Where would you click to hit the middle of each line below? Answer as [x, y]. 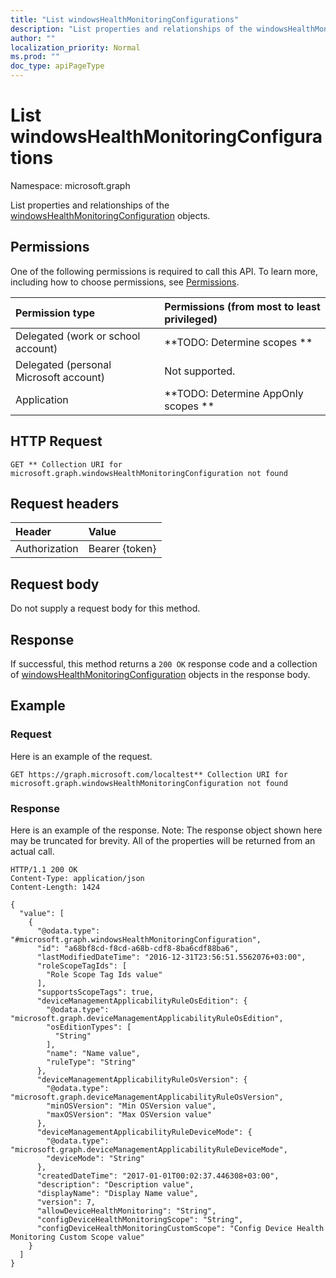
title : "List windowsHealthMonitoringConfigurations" [125, 19]
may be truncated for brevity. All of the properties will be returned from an [163, 840]
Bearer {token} [122, 549]
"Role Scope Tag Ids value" [104, 974]
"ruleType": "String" [91, 1062]
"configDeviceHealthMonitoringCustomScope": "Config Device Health [180, 1228]
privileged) [191, 319]
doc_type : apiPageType [57, 66]
